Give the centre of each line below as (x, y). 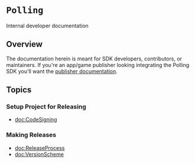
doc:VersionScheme (39, 154)
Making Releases (31, 135)
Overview (25, 44)
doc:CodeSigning (36, 120)
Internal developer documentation (47, 25)
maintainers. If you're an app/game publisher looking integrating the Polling (98, 65)
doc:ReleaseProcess (40, 148)
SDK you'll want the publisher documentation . (62, 71)
